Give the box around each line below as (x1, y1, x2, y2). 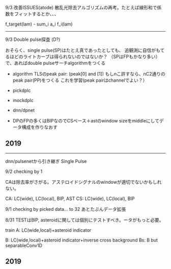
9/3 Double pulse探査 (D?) (5, 36, 61, 42)
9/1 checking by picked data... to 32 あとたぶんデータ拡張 (5, 206, 126, 212)
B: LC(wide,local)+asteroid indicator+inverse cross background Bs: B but (5, 237, 158, 243)
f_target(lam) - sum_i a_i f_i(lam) (5, 21, 73, 27)
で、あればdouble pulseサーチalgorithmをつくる (5, 60, 106, 66)
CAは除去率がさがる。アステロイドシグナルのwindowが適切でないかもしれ (5, 179, 162, 185)
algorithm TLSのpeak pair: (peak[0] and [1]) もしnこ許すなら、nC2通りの (12, 71, 165, 77)
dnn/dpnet (12, 107, 35, 113)
